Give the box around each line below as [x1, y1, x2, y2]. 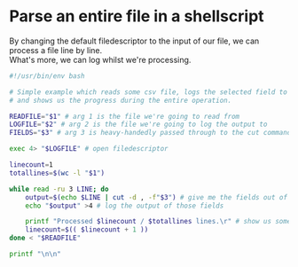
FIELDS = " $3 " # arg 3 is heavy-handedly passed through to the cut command [9, 129, 292, 137]
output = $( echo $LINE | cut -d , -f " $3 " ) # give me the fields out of [25, 192, 288, 201]
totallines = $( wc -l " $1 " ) [9, 169, 105, 177]
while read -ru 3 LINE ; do [9, 185, 109, 193]
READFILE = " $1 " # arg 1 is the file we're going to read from [9, 112, 240, 121]
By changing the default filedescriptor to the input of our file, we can [9, 35, 260, 46]
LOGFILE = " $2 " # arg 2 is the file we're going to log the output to [9, 120, 268, 130]
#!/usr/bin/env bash [9, 71, 86, 81]
